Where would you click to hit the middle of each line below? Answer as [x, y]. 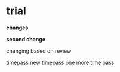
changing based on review [39, 51]
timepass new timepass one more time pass [60, 62]
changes [17, 28]
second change [26, 39]
